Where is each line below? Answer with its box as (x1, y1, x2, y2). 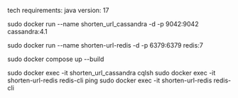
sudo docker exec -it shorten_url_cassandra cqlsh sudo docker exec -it (7, 69, 216, 77)
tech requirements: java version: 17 (7, 6, 109, 14)
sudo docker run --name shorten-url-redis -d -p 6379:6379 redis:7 (7, 41, 204, 49)
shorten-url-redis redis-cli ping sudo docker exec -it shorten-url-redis (7, 76, 212, 85)
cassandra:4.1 (7, 28, 48, 36)
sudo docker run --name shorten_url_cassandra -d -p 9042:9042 (7, 20, 199, 28)
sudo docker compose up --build (7, 55, 104, 63)
